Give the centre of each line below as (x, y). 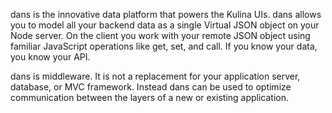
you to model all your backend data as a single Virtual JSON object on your (165, 25)
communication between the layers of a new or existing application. (150, 97)
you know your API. (50, 57)
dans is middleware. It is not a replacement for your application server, (155, 76)
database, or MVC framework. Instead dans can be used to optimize (151, 87)
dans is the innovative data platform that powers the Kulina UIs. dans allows (166, 14)
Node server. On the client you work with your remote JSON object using (160, 35)
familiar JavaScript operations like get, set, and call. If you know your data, (164, 46)
